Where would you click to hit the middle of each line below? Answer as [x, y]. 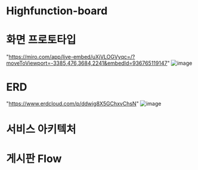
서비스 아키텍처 [41, 130]
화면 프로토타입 [41, 40]
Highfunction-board [57, 11]
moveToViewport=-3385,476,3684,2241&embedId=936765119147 [87, 63]
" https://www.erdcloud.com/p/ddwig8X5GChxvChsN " [72, 104]
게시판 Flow [34, 159]
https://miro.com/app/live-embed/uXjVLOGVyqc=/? [72, 57]
